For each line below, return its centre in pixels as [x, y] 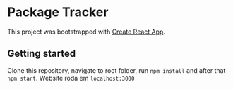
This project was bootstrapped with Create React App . [86, 32]
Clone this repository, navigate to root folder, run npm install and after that [116, 70]
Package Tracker [58, 12]
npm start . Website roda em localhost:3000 [71, 78]
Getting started [42, 54]
